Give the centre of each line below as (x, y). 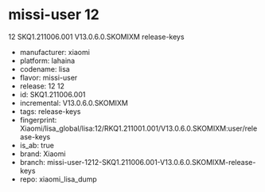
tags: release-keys (50, 111)
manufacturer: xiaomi (55, 52)
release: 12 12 (42, 86)
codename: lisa (45, 69)
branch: (33, 162)
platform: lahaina (47, 61)
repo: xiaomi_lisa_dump (58, 179)
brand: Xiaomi (43, 154)
